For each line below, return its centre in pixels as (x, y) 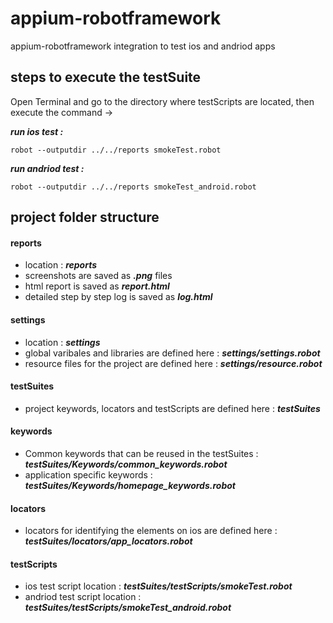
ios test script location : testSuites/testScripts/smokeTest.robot (158, 586)
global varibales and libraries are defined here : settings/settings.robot (172, 353)
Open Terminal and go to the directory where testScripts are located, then (162, 101)
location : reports (61, 265)
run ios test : (37, 131)
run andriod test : (47, 168)
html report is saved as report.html (97, 286)
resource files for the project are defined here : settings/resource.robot (173, 363)
